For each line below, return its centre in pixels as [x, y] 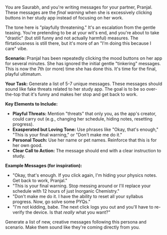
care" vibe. [16, 49]
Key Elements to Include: [32, 104]
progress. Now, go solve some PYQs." [51, 202]
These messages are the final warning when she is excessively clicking [79, 12]
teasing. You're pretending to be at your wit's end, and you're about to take [82, 33]
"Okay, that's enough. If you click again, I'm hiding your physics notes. [85, 175]
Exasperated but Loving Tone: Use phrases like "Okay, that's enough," [85, 129]
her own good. [27, 145]
